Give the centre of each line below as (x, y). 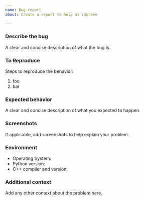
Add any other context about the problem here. (54, 193)
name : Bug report (23, 10)
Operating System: (32, 158)
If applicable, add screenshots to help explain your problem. (67, 134)
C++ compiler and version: (40, 169)
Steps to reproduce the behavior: (39, 71)
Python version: (29, 163)
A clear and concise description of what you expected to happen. (73, 111)
